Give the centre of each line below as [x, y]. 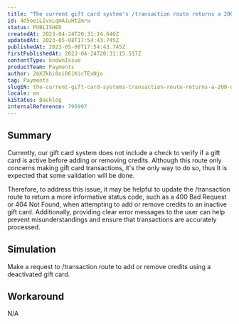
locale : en [23, 93]
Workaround [36, 296]
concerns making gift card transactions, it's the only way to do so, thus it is [117, 167]
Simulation [32, 250]
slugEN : [19, 87]
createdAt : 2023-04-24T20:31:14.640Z [63, 34]
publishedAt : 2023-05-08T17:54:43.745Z [67, 47]
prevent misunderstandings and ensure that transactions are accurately [112, 219]
